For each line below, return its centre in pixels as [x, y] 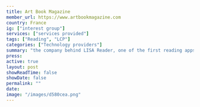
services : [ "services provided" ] [48, 34]
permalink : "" [24, 84]
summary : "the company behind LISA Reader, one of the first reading [94, 51]
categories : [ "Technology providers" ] [54, 45]
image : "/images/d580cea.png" [44, 95]
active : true [22, 61]
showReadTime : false [32, 73]
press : [14, 56]
